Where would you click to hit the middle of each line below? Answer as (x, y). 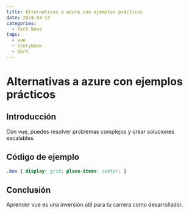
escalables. (21, 138)
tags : (13, 35)
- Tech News (27, 29)
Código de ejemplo (43, 157)
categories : (21, 23)
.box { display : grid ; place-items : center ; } (66, 171)
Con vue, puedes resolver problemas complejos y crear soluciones (91, 131)
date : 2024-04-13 (28, 18)
